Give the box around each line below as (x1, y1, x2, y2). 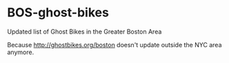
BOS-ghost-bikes (7, 5, 109, 21)
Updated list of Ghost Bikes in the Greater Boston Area (7, 27, 162, 36)
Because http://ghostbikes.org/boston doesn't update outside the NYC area (7, 40, 222, 49)
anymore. (7, 48, 34, 56)
